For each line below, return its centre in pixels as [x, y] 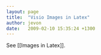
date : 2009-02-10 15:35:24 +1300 [51, 28]
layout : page [23, 12]
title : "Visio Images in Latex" [48, 17]
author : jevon [24, 23]
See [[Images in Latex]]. [36, 45]
